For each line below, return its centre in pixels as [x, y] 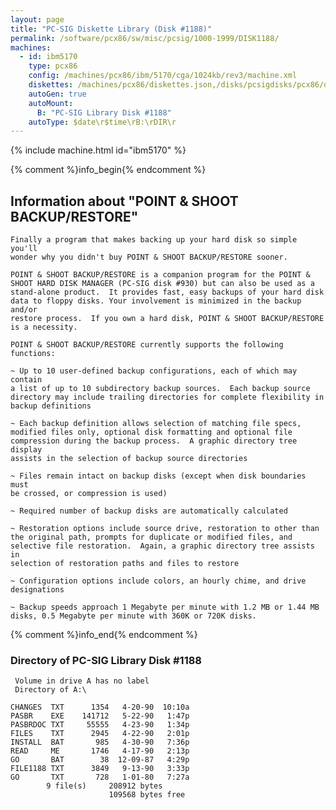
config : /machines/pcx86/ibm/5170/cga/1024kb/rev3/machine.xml [163, 76]
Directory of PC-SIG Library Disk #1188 [106, 660]
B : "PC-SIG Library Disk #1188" [104, 112]
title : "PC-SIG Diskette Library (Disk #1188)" [111, 29]
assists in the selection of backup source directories [129, 459]
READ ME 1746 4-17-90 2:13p [100, 751]
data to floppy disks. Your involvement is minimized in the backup [156, 301]
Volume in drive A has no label [82, 681]
